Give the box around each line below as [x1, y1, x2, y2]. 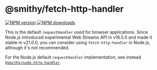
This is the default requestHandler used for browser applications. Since [5, 29, 148, 35]
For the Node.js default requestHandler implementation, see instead [5, 54, 141, 60]
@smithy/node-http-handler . [5, 59, 62, 65]
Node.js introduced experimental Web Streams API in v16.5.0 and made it [5, 34, 153, 40]
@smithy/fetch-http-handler [5, 3, 124, 15]
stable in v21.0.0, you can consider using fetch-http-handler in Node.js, [5, 39, 151, 45]
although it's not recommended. [5, 45, 70, 50]
